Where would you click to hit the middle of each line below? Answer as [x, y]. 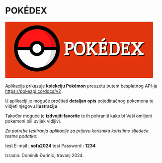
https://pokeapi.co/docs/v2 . [34, 91]
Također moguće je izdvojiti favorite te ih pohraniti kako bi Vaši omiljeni [79, 116]
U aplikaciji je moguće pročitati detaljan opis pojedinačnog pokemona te [80, 101]
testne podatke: [21, 136]
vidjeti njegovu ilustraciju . [32, 106]
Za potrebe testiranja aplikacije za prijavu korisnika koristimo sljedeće [77, 131]
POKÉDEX [26, 11]
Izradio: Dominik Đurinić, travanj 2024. [44, 155]
